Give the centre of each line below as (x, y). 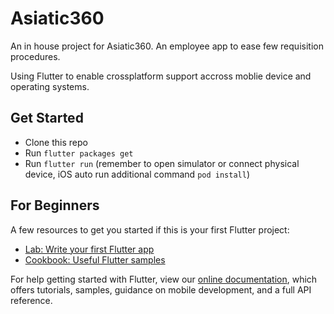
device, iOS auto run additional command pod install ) (137, 174)
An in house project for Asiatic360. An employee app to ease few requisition (167, 46)
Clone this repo (56, 142)
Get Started (47, 118)
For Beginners (55, 205)
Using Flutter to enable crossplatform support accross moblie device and (161, 76)
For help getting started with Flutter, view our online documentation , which (164, 279)
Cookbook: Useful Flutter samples (95, 259)
